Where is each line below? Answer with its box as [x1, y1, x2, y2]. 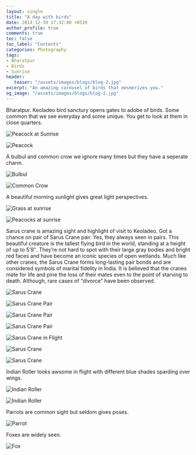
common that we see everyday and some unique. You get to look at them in [6, 113, 188, 120]
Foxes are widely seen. [6, 431, 61, 438]
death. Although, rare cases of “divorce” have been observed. [6, 277, 156, 284]
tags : [6, 52, 19, 58]
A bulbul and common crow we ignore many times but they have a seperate [6, 153, 188, 160]
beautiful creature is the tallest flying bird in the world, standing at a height [6, 240, 186, 247]
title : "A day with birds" [6, 14, 72, 20]
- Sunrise [6, 69, 30, 74]
